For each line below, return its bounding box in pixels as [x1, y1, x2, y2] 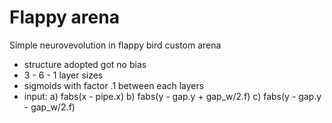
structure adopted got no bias [23, 58, 147, 70]
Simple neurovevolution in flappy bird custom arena [9, 39, 222, 51]
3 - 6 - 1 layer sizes [23, 69, 104, 81]
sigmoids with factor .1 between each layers [23, 79, 205, 91]
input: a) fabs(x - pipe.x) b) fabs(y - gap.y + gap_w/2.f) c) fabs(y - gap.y [23, 90, 322, 102]
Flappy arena [9, 6, 120, 29]
